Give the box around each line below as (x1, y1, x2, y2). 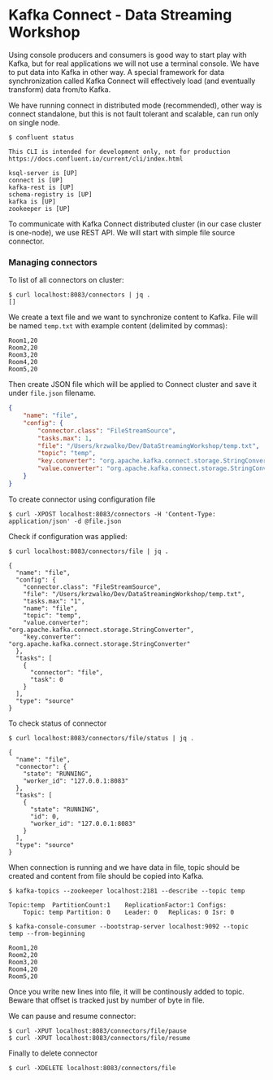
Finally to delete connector (8, 1048, 98, 1058)
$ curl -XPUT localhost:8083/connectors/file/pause (8, 1026, 187, 1035)
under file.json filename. (8, 389, 96, 398)
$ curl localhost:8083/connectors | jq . (8, 291, 151, 299)
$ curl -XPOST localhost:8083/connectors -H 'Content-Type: (8, 510, 217, 518)
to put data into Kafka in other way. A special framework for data (8, 67, 225, 77)
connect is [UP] (8, 176, 63, 184)
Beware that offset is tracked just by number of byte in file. (8, 995, 205, 1005)
